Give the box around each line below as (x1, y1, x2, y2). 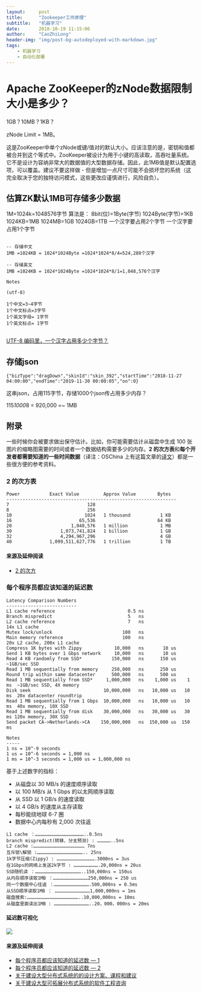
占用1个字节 (6, 225, 35, 233)
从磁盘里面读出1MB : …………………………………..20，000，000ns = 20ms (6, 901, 150, 907)
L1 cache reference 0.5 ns (6, 608, 145, 614)
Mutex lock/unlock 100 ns (6, 629, 145, 635)
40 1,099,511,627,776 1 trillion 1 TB (6, 539, 171, 545)
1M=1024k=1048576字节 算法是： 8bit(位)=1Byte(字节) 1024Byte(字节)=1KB (6, 210, 194, 217)
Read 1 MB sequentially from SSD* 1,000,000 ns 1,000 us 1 (6, 677, 190, 683)
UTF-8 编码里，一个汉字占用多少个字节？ (6, 337, 109, 344)
